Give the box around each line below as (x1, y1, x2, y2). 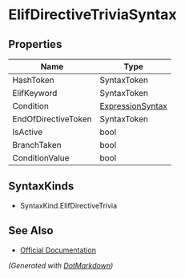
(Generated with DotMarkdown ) (8, 260, 114, 270)
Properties (8, 38, 62, 51)
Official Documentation (19, 245, 96, 255)
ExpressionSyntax (99, 101, 168, 111)
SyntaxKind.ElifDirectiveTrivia (19, 201, 118, 210)
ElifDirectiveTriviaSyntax (8, 6, 177, 24)
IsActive (12, 126, 43, 137)
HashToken (12, 74, 54, 85)
